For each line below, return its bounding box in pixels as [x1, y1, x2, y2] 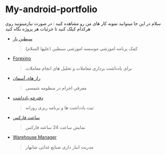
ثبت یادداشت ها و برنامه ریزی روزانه [25, 104, 94, 110]
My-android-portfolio [5, 4, 98, 15]
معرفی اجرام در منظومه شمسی [25, 85, 87, 91]
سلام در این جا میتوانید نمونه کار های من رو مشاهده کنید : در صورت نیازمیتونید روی [5, 20, 161, 26]
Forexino [12, 55, 32, 61]
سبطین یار [12, 36, 33, 42]
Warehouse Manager [12, 134, 57, 140]
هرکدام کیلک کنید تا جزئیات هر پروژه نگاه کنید [5, 25, 91, 32]
